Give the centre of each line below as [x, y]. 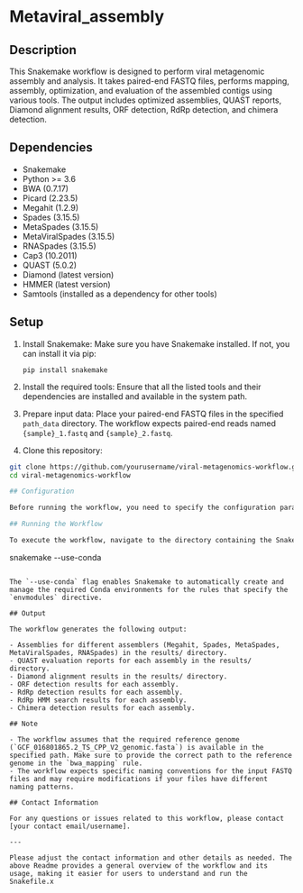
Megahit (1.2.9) [50, 207]
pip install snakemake [65, 370]
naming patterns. [42, 787]
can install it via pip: [59, 353]
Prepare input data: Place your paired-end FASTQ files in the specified [153, 414]
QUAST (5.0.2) [50, 265]
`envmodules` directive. [56, 597]
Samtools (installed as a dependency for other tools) [120, 294]
